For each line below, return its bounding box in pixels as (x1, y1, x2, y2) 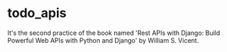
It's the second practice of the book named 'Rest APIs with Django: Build (7, 28, 221, 37)
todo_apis (7, 5, 67, 21)
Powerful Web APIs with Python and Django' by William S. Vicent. (7, 36, 199, 44)
